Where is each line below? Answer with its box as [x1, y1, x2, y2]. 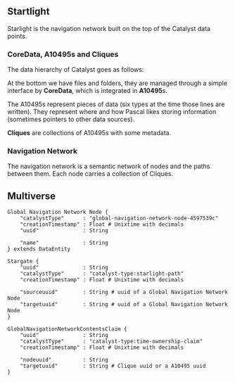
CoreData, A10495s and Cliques [7, 49, 119, 59]
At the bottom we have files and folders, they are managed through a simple [7, 79, 227, 87]
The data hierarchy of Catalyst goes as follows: [7, 65, 144, 74]
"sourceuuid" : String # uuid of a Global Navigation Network [20, 288, 229, 296]
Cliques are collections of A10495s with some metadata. [7, 129, 172, 137]
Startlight [7, 6, 50, 18]
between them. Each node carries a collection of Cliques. [7, 170, 174, 178]
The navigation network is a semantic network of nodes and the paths [7, 162, 210, 171]
